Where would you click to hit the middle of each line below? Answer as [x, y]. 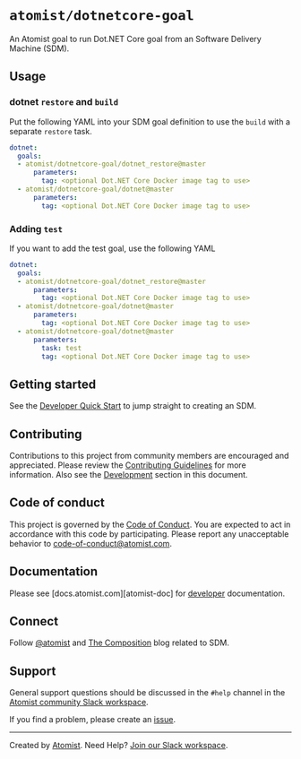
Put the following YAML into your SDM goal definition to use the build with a [150, 121]
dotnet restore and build [64, 102]
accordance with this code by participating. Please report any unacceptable [149, 534]
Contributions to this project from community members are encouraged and [149, 456]
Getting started [53, 384]
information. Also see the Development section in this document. [129, 475]
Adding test [36, 229]
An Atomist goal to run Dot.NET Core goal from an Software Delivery [135, 39]
